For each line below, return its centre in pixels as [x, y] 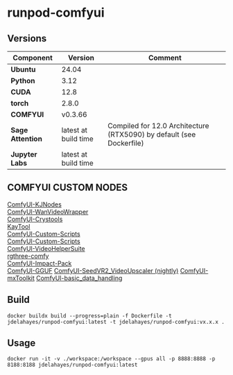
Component [33, 58]
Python [23, 81]
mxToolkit [21, 278]
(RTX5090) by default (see [152, 134]
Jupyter [24, 154]
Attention [27, 139]
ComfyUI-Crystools [35, 219]
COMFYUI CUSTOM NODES [68, 187]
